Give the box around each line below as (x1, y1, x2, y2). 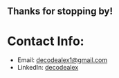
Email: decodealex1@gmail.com (17, 56, 108, 64)
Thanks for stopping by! (7, 6, 113, 17)
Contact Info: (7, 33, 84, 49)
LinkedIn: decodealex (17, 64, 79, 72)
